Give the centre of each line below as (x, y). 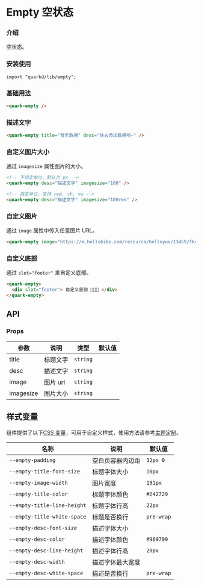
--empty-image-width (38, 483)
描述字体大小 (110, 528)
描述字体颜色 (110, 540)
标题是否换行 (110, 517)
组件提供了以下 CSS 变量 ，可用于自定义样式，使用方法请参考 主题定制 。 (94, 432)
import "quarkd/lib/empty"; (41, 77)
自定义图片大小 (28, 152)
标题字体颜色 (110, 494)
